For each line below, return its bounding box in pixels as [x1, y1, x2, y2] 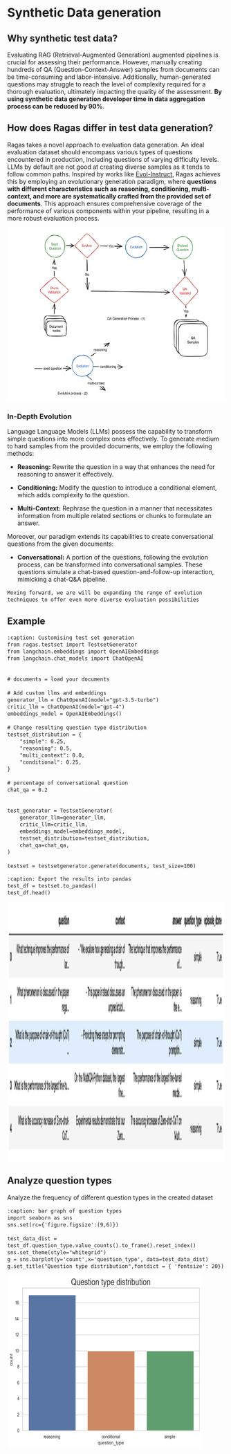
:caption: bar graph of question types [7, 1207, 122, 1215]
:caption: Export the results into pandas [7, 875, 131, 883]
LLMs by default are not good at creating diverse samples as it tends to [7, 163, 210, 171]
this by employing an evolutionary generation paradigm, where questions [7, 177, 216, 185]
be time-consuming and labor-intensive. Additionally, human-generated [7, 73, 212, 81]
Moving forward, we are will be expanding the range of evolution [7, 589, 203, 596]
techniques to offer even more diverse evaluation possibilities [7, 596, 199, 603]
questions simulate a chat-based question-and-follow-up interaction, [17, 568, 214, 576]
